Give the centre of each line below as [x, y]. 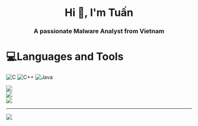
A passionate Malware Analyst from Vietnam [99, 31]
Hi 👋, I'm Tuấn [99, 13]
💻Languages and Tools [65, 57]
